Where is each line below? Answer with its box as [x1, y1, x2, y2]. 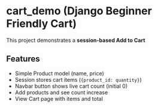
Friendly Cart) [6, 17, 77, 30]
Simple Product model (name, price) [14, 70, 105, 77]
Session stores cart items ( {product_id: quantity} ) [14, 76, 142, 83]
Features [6, 54, 40, 64]
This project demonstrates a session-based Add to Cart [6, 36, 145, 44]
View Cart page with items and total [14, 95, 104, 102]
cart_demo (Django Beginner [6, 4, 153, 18]
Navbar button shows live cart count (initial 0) [14, 82, 127, 90]
